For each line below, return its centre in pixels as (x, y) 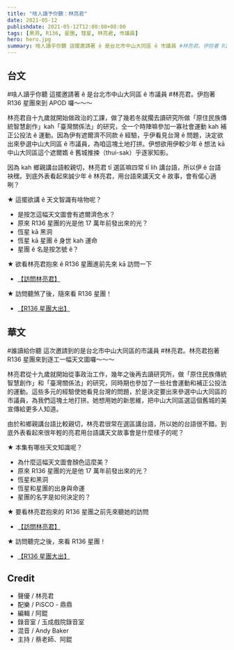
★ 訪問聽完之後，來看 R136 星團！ (57, 541)
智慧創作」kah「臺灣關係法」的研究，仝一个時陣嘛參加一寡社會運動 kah (116, 126)
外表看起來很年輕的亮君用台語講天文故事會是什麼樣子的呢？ (99, 432)
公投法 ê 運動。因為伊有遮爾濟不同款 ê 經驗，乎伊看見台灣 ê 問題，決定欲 (118, 135)
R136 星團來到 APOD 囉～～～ (50, 102)
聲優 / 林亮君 (36, 596)
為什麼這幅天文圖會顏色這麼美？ (63, 462)
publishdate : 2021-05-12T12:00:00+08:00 (67, 26)
